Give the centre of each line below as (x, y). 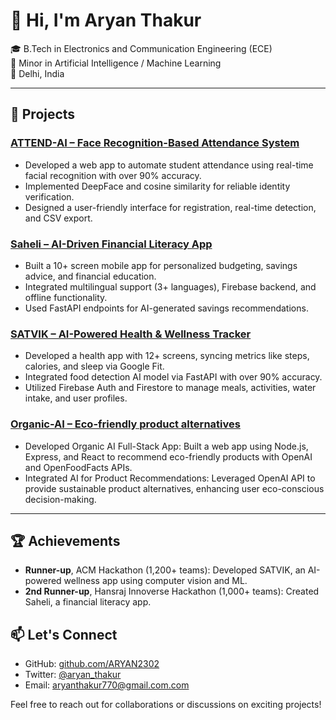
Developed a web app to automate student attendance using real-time (169, 165)
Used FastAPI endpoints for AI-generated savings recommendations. (166, 308)
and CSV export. (58, 218)
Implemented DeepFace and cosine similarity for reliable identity (157, 186)
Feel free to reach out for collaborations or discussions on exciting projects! (166, 705)
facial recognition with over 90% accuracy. (113, 175)
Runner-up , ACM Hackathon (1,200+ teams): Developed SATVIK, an (165, 570)
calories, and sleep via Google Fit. (94, 366)
